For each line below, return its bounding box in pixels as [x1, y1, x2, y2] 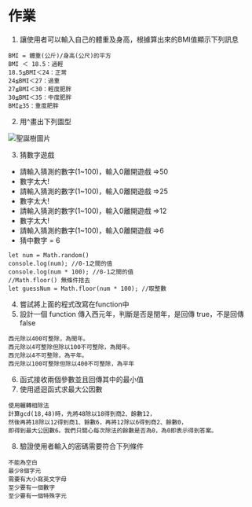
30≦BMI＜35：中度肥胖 [8, 94, 72, 101]
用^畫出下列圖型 [19, 116, 72, 126]
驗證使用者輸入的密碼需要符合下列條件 [19, 441, 144, 450]
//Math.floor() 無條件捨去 [8, 276, 90, 284]
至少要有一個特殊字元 [8, 492, 67, 500]
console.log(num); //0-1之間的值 [8, 259, 113, 267]
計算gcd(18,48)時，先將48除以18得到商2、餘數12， [8, 410, 156, 417]
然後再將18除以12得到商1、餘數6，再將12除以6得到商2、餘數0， [8, 418, 188, 426]
